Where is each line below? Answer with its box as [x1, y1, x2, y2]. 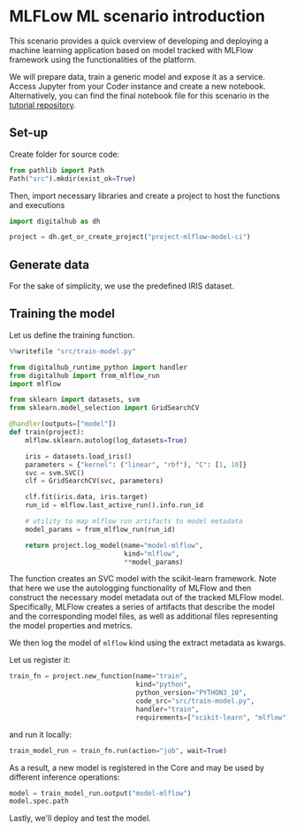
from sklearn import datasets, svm [9, 396, 141, 404]
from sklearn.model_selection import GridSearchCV [9, 404, 200, 412]
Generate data [9, 257, 90, 272]
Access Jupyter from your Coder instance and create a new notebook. [9, 81, 266, 91]
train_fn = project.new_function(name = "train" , [9, 672, 188, 681]
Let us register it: [9, 655, 71, 666]
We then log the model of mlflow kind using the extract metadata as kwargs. [9, 637, 286, 648]
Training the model [9, 306, 115, 321]
